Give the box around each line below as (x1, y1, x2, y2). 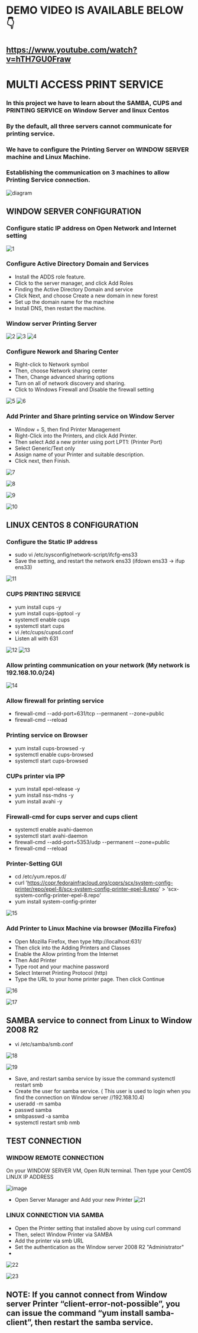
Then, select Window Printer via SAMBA (14, 1231, 113, 1238)
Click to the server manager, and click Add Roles (14, 279, 134, 287)
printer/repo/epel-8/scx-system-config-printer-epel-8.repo (14, 886, 160, 893)
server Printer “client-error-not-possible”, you (6, 1299, 180, 1309)
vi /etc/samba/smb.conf (14, 1040, 73, 1047)
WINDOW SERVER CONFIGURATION (6, 206, 142, 216)
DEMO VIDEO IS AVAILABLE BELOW (6, 4, 184, 17)
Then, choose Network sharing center (14, 367, 108, 374)
